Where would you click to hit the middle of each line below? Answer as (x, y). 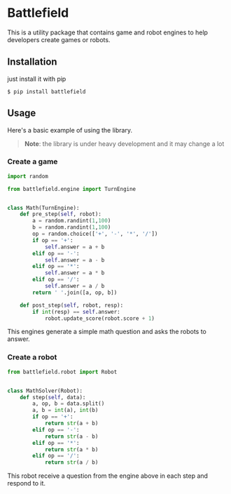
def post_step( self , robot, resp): (72, 305)
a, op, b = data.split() (69, 404)
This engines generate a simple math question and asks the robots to (107, 332)
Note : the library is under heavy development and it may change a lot (124, 143)
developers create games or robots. (59, 39)
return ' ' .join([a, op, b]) (75, 293)
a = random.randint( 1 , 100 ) (72, 221)
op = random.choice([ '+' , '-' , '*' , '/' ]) (95, 234)
